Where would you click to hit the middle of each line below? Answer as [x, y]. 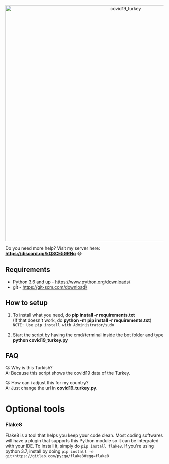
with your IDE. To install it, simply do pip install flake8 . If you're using [80, 446]
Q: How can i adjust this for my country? [47, 383]
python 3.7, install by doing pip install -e [49, 451]
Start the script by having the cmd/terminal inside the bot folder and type [88, 335]
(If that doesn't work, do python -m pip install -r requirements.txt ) [82, 320]
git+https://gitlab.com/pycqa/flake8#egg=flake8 [57, 456]
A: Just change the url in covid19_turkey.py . [51, 388]
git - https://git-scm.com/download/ [50, 287]
